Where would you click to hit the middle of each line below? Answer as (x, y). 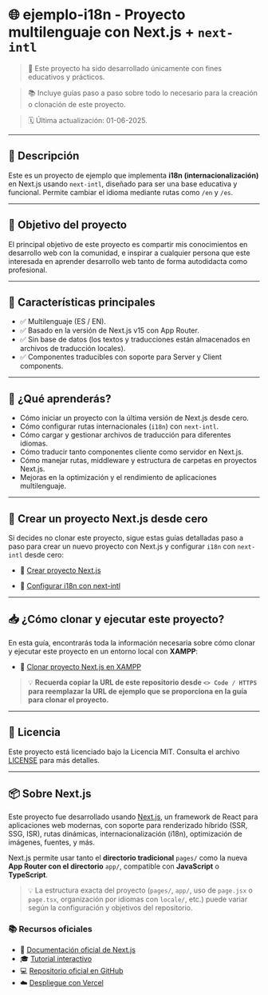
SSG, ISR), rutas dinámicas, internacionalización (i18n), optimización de (125, 834)
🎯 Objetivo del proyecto (68, 225)
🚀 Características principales (82, 302)
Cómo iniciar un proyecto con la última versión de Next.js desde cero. (134, 418)
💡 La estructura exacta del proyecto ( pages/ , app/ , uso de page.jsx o (140, 890)
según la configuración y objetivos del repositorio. (110, 908)
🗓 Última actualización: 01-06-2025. (87, 120)
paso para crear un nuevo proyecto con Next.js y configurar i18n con (122, 546)
